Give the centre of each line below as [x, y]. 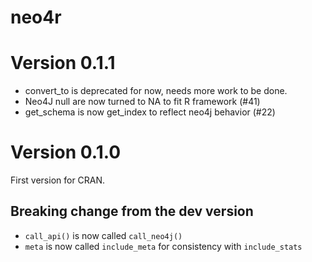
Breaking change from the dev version [132, 211]
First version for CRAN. [58, 180]
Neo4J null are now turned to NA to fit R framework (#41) [142, 102]
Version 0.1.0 [66, 152]
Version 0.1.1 [63, 63]
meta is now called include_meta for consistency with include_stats [163, 246]
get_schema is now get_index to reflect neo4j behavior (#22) [150, 112]
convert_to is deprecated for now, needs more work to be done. [156, 91]
